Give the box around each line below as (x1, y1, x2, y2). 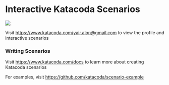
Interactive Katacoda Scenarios (5, 4, 140, 15)
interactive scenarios (5, 35, 49, 41)
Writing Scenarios (5, 47, 50, 54)
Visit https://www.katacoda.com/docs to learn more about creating (5, 59, 144, 65)
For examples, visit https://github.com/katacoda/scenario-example (5, 74, 144, 80)
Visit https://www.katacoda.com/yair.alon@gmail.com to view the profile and (5, 29, 164, 36)
